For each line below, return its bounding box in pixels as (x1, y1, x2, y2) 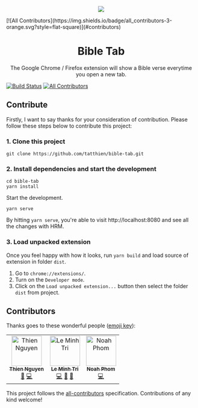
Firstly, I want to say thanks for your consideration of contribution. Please (6, 116, 188, 123)
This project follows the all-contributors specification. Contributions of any (6, 390, 191, 397)
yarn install (6, 184, 39, 190)
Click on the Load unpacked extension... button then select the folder (14, 282, 188, 289)
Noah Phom (86, 366, 116, 372)
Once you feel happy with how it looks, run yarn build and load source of (6, 252, 189, 259)
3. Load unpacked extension (6, 238, 91, 246)
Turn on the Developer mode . (14, 276, 85, 283)
